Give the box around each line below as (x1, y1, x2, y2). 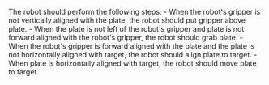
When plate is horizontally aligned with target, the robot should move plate (8, 58, 257, 68)
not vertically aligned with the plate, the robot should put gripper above (8, 15, 246, 25)
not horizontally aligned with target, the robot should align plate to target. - (8, 50, 258, 59)
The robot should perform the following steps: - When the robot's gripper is (8, 7, 261, 16)
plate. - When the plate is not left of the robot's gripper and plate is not (8, 24, 245, 33)
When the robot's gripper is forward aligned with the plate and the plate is (8, 41, 255, 51)
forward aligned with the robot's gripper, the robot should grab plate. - (8, 32, 243, 42)
